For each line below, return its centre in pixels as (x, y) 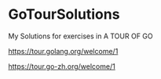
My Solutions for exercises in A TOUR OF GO (80, 36)
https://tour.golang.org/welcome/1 (63, 51)
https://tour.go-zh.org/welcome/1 (62, 66)
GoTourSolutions (64, 14)
